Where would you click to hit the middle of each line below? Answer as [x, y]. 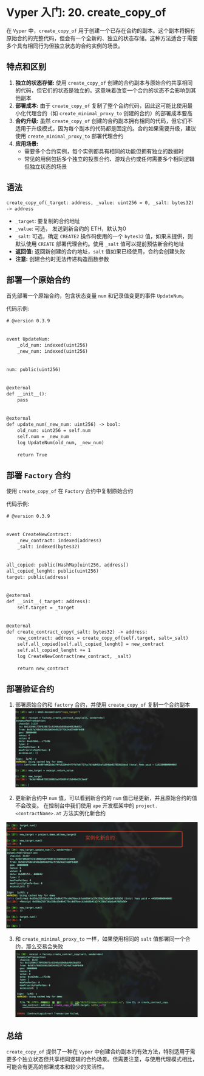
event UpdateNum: [28, 339]
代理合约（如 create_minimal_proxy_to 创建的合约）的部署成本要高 [109, 113]
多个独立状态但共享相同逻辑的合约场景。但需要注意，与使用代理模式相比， [104, 1059]
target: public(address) [38, 577]
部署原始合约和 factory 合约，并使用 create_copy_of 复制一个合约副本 [102, 705]
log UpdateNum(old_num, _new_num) [61, 443]
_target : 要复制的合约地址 [47, 221]
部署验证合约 [30, 689]
